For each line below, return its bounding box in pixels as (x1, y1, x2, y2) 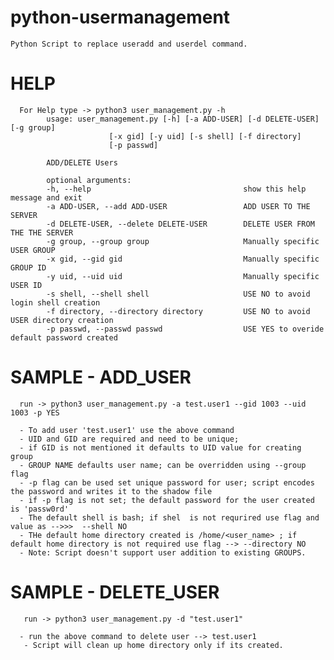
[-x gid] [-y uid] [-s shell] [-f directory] (108, 131, 302, 141)
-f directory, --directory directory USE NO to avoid (46, 306, 311, 316)
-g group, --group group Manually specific (46, 236, 320, 246)
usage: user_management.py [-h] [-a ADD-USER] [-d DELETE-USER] (46, 114, 320, 124)
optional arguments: (46, 175, 132, 185)
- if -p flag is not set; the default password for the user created (19, 495, 315, 505)
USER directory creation (10, 315, 114, 325)
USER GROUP (10, 245, 56, 255)
